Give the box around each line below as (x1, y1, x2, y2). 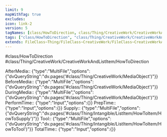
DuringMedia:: (5, 89, 34, 95)
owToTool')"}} (5, 126, 34, 132)
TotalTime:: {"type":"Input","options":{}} (34, 126, 116, 132)
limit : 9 (5, 7, 23, 12)
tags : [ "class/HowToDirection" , (5, 35, 72, 40)
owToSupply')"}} (5, 115, 39, 122)
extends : (5, 40, 23, 45)
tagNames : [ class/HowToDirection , (5, 30, 77, 35)
